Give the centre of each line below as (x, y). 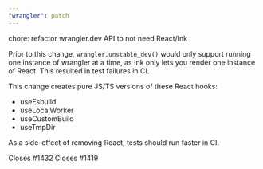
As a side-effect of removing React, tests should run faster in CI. (114, 142)
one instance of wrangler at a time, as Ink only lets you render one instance (132, 62)
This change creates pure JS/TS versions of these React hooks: (113, 86)
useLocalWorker (47, 110)
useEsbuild (38, 101)
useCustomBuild (47, 118)
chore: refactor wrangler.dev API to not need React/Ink (98, 38)
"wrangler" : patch (39, 16)
